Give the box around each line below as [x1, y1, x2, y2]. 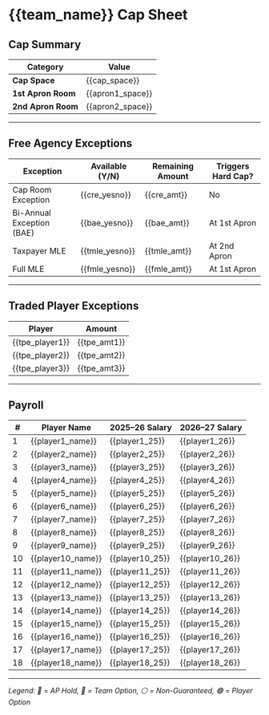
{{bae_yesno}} [80, 217, 134, 228]
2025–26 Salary [109, 422, 172, 433]
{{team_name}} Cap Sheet [8, 6, 188, 24]
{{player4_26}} [179, 475, 235, 486]
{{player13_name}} [30, 592, 102, 603]
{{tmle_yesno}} [80, 245, 136, 256]
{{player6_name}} [30, 501, 98, 512]
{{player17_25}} [109, 644, 171, 656]
